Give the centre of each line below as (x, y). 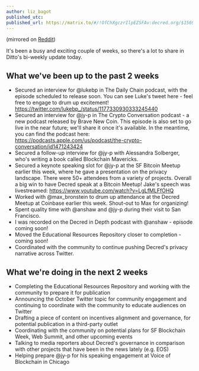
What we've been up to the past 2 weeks (83, 75)
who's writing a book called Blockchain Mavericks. (76, 159)
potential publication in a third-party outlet (66, 324)
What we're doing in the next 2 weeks (77, 272)
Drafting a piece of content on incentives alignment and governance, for (103, 318)
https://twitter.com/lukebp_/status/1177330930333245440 (86, 109)
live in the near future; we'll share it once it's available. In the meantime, (102, 128)
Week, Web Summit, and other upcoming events (74, 337)
